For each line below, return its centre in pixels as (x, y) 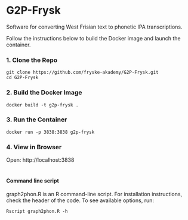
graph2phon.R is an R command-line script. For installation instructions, (94, 194)
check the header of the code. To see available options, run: (80, 200)
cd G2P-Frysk (22, 78)
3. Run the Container (37, 120)
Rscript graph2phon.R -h (37, 211)
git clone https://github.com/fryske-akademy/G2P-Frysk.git (83, 73)
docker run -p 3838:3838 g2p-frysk (50, 132)
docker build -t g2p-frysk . (42, 105)
